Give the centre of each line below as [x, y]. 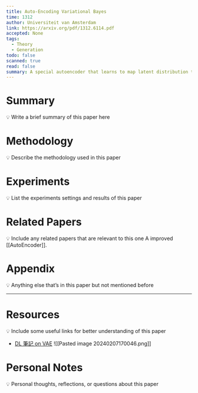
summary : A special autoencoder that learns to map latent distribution [97, 72]
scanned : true [24, 61]
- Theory [22, 45]
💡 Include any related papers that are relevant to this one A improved [90, 238]
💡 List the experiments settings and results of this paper [74, 198]
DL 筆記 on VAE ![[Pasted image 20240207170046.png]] [83, 343]
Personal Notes [44, 368]
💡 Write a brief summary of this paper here [58, 117]
